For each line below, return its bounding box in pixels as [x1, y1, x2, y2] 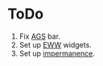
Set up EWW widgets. [19, 39, 92, 49]
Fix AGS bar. [19, 31, 61, 41]
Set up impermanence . [19, 48, 96, 58]
